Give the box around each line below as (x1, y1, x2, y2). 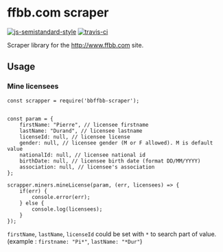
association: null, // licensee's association (19, 163, 155, 170)
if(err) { (19, 187, 48, 194)
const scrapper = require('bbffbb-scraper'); (7, 97, 139, 104)
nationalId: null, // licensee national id (19, 151, 146, 158)
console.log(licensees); (32, 205, 103, 213)
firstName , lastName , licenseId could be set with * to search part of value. (7, 229, 217, 238)
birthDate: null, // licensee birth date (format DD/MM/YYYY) (19, 157, 201, 165)
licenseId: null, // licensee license (19, 133, 130, 140)
